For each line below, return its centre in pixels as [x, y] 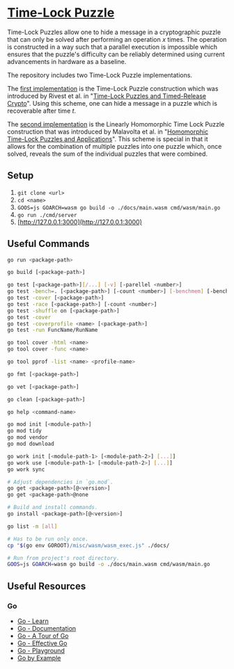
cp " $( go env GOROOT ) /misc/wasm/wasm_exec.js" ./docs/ [88, 545]
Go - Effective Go [42, 643]
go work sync [26, 469]
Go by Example [39, 658]
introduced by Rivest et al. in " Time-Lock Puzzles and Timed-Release [107, 96]
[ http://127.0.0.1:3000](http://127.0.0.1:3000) [80, 222]
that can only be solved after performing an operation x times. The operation [117, 39]
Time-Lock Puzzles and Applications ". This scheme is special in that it [108, 139]
